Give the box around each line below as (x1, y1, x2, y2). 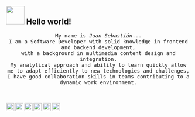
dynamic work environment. (59, 79, 138, 85)
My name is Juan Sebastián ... (54, 32, 142, 39)
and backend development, (61, 44, 136, 50)
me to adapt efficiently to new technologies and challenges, (7, 67, 190, 74)
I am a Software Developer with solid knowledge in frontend (8, 38, 189, 44)
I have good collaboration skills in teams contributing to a (7, 73, 190, 80)
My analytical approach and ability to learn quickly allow (10, 61, 187, 68)
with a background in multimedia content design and (21, 50, 176, 56)
